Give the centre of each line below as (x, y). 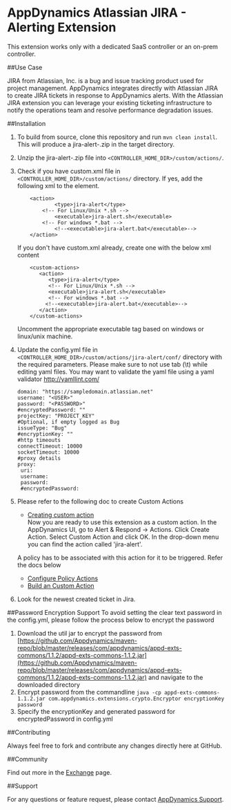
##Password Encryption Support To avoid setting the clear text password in (114, 612)
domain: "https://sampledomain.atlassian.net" (85, 392)
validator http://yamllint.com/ (58, 379)
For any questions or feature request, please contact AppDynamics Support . (115, 799)
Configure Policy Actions (63, 578)
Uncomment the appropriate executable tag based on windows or (111, 329)
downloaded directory (49, 684)
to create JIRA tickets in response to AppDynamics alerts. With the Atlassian (115, 95)
